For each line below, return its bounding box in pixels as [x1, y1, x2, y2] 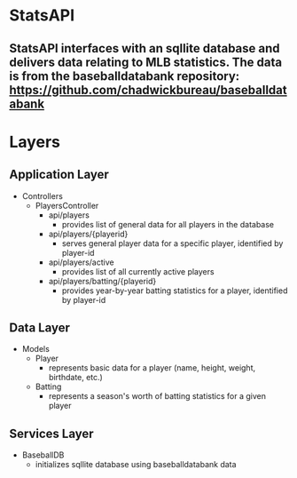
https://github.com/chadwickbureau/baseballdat [9, 82, 287, 98]
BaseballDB [21, 450, 65, 460]
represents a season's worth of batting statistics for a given [48, 391, 266, 402]
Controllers [21, 190, 64, 201]
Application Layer [9, 167, 109, 182]
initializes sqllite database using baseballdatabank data [35, 459, 237, 470]
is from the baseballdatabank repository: [9, 68, 240, 84]
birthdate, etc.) [48, 372, 104, 383]
